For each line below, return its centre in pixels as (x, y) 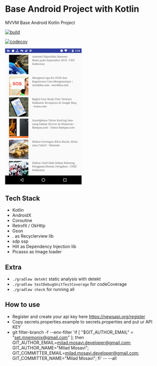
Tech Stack (22, 198)
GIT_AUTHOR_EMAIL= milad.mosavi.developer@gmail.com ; (72, 342)
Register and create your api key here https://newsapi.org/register (79, 317)
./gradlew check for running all (43, 289)
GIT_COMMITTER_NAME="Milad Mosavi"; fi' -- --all (64, 358)
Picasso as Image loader (37, 252)
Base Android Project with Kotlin (72, 9)
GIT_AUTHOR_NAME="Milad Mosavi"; (50, 348)
